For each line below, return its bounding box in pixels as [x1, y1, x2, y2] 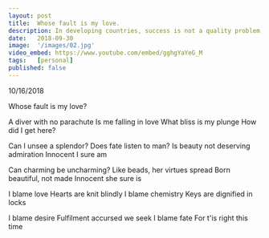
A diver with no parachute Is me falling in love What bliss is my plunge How [8, 117, 257, 127]
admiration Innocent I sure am [8, 149, 108, 159]
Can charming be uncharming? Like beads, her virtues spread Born [8, 165, 230, 175]
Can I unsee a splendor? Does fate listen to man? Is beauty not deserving [8, 141, 251, 151]
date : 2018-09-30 [8, 34, 74, 42]
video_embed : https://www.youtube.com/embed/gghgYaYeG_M [8, 49, 203, 57]
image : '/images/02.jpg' [8, 42, 95, 50]
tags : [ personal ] [8, 57, 74, 65]
